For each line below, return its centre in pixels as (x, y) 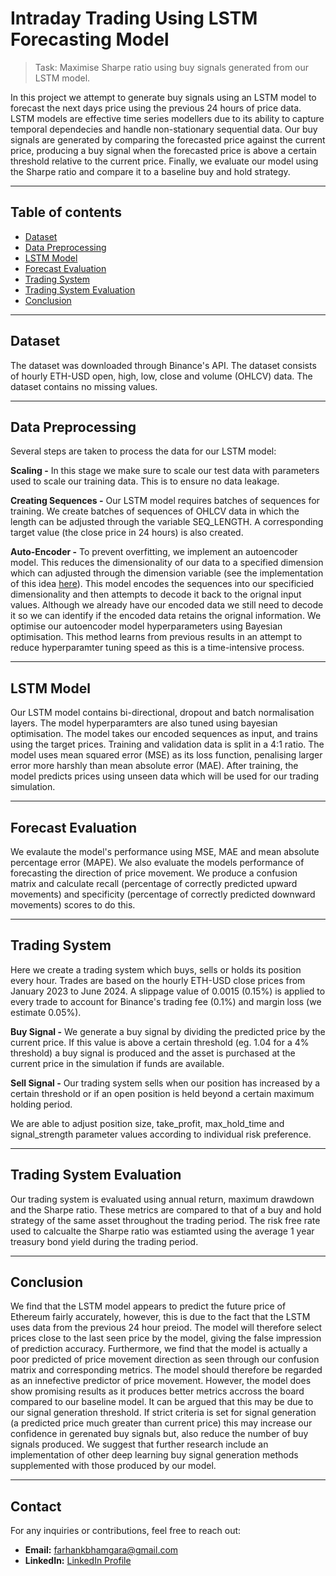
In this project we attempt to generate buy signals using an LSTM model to (163, 97)
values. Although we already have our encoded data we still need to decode (167, 605)
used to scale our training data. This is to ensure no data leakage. (145, 481)
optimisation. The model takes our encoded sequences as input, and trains (164, 734)
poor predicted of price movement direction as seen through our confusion (165, 1359)
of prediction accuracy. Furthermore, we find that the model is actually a (159, 1349)
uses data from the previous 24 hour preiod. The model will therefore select (166, 1328)
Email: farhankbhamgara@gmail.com (101, 1550)
